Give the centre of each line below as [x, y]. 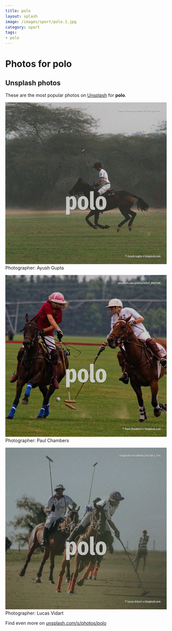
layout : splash [21, 16]
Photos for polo [39, 64]
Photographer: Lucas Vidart [35, 613]
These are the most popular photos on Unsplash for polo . [66, 95]
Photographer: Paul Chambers [37, 441]
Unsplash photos [33, 83]
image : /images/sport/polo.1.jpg [41, 22]
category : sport [23, 27]
